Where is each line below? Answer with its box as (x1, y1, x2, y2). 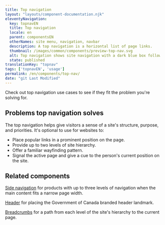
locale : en (9, 30, 32, 35)
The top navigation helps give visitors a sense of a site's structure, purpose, (5, 122, 159, 128)
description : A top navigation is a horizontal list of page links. (9, 44, 153, 49)
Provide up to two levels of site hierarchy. (12, 142, 96, 148)
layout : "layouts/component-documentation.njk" (5, 12, 105, 17)
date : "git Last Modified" (5, 76, 60, 81)
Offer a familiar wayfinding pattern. (12, 147, 83, 153)
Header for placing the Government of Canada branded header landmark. (5, 200, 154, 206)
